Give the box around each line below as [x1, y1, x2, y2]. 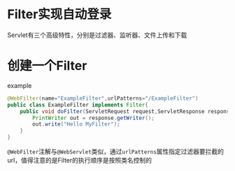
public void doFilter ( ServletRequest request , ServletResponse [20, 107, 205, 115]
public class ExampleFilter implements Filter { [7, 101, 149, 108]
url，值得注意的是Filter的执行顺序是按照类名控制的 [7, 156, 152, 164]
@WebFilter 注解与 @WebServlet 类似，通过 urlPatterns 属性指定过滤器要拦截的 [7, 147, 225, 156]
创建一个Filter [7, 58, 87, 74]
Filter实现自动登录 [7, 6, 112, 22]
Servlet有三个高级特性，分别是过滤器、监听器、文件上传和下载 [7, 31, 187, 39]
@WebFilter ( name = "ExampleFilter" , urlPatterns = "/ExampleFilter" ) [7, 95, 199, 102]
